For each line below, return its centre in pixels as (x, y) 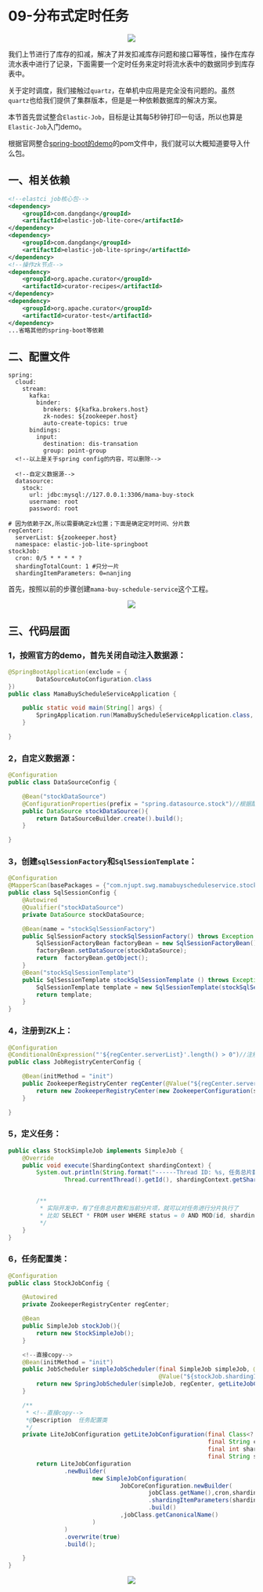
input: (47, 437)
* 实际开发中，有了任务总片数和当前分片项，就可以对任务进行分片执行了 (139, 1209)
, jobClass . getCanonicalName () (169, 1515)
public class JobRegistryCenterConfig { (75, 1062)
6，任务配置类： (39, 1259)
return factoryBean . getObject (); (92, 958)
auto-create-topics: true (85, 424)
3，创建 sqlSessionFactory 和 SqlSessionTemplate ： (103, 862)
